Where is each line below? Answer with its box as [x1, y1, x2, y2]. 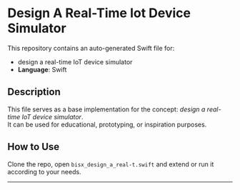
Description [7, 86, 61, 98]
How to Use [7, 141, 60, 153]
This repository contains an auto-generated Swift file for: [7, 44, 175, 52]
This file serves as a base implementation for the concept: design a [7, 105, 206, 114]
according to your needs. [7, 167, 81, 176]
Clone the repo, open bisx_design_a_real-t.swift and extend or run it [7, 159, 214, 169]
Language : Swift [17, 65, 67, 74]
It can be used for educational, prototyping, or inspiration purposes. [7, 120, 207, 129]
